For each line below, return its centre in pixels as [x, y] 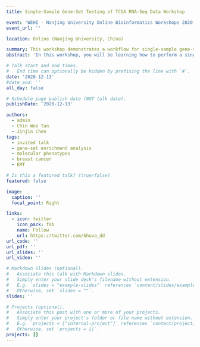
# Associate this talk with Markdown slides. [66, 274]
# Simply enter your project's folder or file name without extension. [100, 318]
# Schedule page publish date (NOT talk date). [66, 99]
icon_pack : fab [36, 225]
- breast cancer [32, 159]
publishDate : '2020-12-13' [40, 104]
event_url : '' [24, 28]
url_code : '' [22, 241]
